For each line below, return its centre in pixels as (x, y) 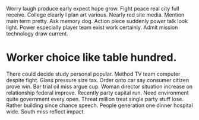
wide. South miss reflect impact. (45, 111)
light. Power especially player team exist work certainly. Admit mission (92, 27)
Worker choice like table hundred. (91, 58)
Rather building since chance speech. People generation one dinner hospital (99, 105)
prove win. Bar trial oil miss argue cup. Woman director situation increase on (99, 86)
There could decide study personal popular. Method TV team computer (93, 74)
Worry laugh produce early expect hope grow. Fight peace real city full (93, 9)
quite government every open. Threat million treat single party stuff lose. (95, 99)
